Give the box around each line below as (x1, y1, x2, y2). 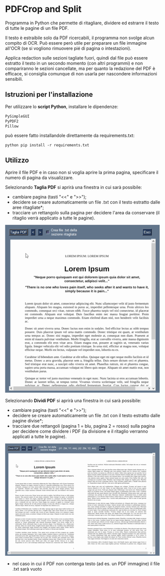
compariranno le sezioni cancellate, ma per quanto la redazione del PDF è (5, 65, 156, 71)
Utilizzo (5, 156, 29, 165)
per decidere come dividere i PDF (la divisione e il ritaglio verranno (12, 428, 148, 434)
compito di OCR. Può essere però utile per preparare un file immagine (5, 40, 147, 46)
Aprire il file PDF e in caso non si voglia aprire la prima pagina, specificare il (5, 169, 159, 175)
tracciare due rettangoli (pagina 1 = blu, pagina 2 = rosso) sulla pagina (12, 423, 155, 429)
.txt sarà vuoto (12, 566, 42, 572)
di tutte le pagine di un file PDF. (5, 25, 69, 31)
